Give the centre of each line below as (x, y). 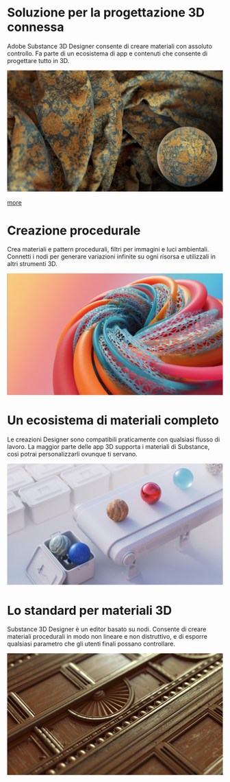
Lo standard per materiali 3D (90, 610)
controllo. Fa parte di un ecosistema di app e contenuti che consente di (107, 53)
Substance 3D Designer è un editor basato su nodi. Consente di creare (107, 629)
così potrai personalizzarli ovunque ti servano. (73, 454)
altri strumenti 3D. (33, 264)
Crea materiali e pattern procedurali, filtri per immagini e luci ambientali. (108, 249)
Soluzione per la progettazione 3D (106, 13)
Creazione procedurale (74, 230)
